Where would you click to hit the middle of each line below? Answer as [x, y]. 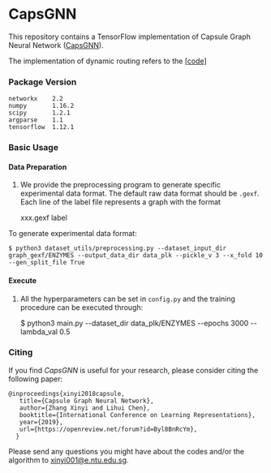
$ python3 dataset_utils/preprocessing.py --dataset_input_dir [118, 248]
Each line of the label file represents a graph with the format [120, 202]
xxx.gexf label [43, 218]
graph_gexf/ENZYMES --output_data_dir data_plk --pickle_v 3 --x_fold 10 [136, 256]
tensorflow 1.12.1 [41, 127]
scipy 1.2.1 [39, 113]
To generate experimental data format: [73, 234]
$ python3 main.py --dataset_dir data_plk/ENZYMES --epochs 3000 [134, 323]
